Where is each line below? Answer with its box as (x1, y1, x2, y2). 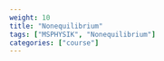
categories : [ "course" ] (9, 38, 100, 48)
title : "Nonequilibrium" (9, 22, 103, 30)
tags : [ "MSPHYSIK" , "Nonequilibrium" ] (9, 30, 156, 39)
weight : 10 (9, 13, 51, 22)
